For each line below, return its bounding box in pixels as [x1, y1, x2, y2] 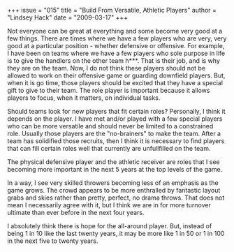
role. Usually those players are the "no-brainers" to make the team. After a [7, 129, 221, 138]
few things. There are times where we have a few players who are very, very [7, 34, 227, 43]
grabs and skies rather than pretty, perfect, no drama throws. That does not [7, 193, 225, 202]
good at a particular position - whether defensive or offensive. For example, [7, 42, 225, 50]
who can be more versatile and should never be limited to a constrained [7, 122, 214, 130]
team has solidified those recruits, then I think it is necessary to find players [7, 137, 225, 145]
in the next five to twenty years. [7, 237, 98, 245]
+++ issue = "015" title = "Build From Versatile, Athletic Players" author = [7, 6, 217, 14]
